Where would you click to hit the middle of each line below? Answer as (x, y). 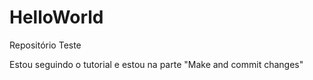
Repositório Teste (45, 45)
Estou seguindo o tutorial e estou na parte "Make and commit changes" (156, 64)
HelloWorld (56, 17)
